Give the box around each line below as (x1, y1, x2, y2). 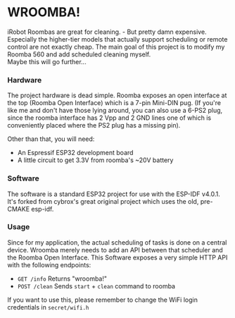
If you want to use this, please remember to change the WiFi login (7, 295, 198, 304)
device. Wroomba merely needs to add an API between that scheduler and (7, 245, 223, 254)
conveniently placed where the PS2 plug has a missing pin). (7, 121, 181, 130)
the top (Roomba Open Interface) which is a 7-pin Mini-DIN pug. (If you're (7, 99, 222, 107)
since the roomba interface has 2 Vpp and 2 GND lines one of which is (7, 114, 212, 122)
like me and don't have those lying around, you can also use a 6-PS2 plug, (7, 106, 223, 115)
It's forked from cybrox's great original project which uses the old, (7, 197, 199, 205)
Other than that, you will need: (7, 135, 95, 143)
